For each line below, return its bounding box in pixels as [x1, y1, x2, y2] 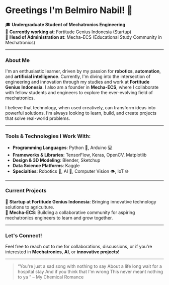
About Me [5, 56, 30, 63]
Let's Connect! [5, 232, 42, 239]
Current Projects [5, 187, 47, 194]
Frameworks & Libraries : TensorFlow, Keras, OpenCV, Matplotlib [12, 152, 147, 158]
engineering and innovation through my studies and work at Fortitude [5, 79, 150, 85]
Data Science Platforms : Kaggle [12, 162, 80, 168]
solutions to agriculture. [5, 204, 54, 210]
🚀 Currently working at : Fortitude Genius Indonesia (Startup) [5, 29, 132, 35]
